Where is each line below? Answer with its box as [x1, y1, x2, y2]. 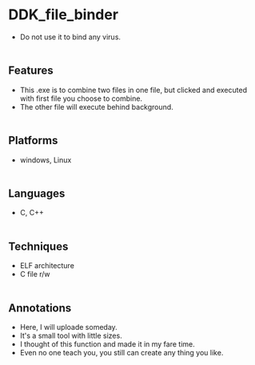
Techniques [8, 239, 69, 253]
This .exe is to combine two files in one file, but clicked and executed [19, 85, 248, 94]
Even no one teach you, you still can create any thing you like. [19, 348, 224, 357]
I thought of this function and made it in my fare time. [19, 339, 196, 349]
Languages [8, 187, 66, 200]
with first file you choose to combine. [19, 94, 142, 103]
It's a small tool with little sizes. [19, 331, 122, 340]
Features [8, 64, 54, 78]
